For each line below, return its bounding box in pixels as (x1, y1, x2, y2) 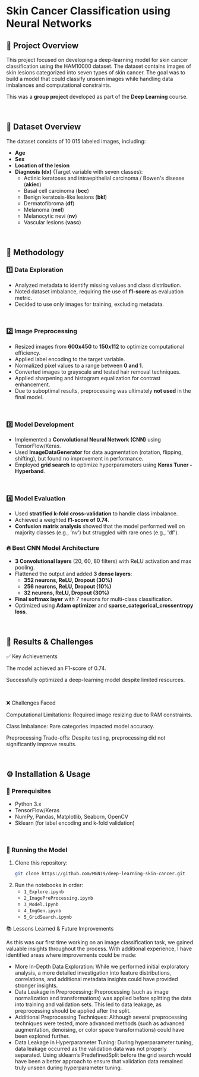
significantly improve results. (6, 740, 77, 747)
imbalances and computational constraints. (6, 82, 112, 89)
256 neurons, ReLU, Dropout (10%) (23, 583, 112, 590)
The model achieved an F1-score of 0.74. (6, 665, 106, 672)
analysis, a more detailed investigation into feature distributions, (14, 969, 172, 976)
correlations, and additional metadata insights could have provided (14, 976, 178, 983)
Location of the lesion (14, 162, 70, 169)
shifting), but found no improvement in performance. (14, 455, 144, 462)
